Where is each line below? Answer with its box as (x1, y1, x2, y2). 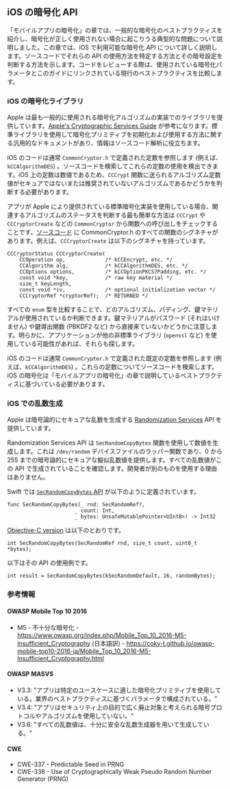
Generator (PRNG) (16, 775, 69, 783)
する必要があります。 (12, 188, 73, 196)
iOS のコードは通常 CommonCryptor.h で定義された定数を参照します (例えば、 (7, 154, 222, 162)
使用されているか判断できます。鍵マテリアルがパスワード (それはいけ (25, 314, 220, 322)
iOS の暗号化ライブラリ (7, 96, 84, 106)
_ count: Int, (74, 507, 115, 515)
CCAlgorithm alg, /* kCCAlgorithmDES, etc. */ (19, 263, 188, 270)
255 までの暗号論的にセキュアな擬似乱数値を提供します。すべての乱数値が (7, 456, 216, 464)
